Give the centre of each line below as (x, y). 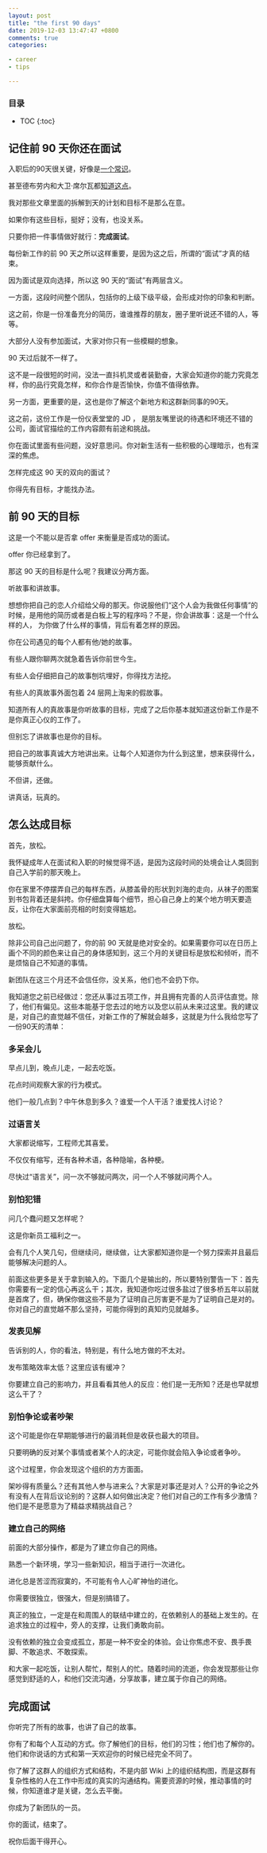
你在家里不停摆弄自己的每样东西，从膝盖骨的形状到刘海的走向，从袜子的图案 (133, 889)
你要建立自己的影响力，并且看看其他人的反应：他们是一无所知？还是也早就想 (133, 1384)
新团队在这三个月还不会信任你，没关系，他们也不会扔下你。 (106, 979)
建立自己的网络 (37, 1529)
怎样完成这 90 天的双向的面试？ (60, 472)
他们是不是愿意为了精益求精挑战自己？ (71, 1506)
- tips (19, 67)
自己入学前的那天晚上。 (46, 872)
